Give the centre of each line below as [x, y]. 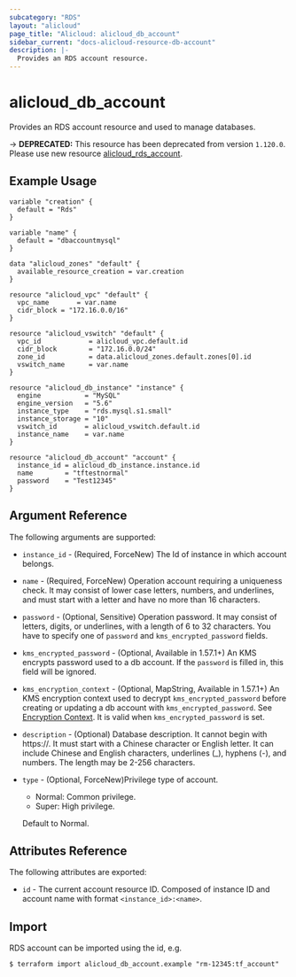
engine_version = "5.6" [65, 403]
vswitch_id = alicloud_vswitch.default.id [109, 426]
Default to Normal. [56, 823]
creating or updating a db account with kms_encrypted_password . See [147, 707]
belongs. [38, 563]
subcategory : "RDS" [45, 17]
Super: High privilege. [75, 806]
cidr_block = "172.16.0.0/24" [87, 349]
